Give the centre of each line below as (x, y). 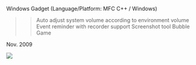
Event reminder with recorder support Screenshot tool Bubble (113, 27)
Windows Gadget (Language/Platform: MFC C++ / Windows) (82, 9)
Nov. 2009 (19, 44)
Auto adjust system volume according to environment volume (113, 20)
